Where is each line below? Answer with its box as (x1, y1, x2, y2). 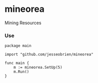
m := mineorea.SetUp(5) (13, 65, 63, 70)
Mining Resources (4, 20, 42, 26)
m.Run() (13, 69, 29, 75)
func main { (4, 61, 29, 66)
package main (4, 43, 32, 48)
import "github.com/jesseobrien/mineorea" (4, 52, 94, 57)
